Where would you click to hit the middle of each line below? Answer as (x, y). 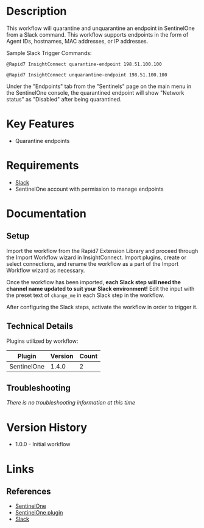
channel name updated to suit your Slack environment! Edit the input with (100, 288)
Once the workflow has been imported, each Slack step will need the (94, 282)
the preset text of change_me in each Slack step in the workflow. (85, 295)
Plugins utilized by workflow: (42, 341)
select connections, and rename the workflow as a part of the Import (92, 263)
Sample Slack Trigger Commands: (49, 53)
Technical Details (40, 326)
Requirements (43, 166)
